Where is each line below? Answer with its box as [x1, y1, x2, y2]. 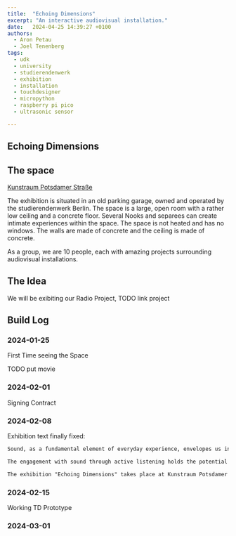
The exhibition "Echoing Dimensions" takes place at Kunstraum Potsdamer [7, 471, 228, 478]
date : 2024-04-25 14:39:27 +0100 [7, 23, 112, 30]
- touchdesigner [13, 89, 61, 96]
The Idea [7, 275, 47, 287]
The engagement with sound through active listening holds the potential [7, 458, 228, 465]
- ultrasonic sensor [13, 108, 74, 115]
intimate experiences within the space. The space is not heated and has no [7, 218, 225, 227]
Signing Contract [7, 398, 56, 407]
